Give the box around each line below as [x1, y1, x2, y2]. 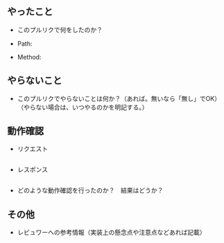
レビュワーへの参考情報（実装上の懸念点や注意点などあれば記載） [17, 228, 206, 237]
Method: [17, 53, 42, 61]
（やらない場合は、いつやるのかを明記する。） [17, 102, 148, 111]
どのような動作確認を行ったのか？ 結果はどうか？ [17, 186, 164, 195]
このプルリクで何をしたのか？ [17, 26, 103, 34]
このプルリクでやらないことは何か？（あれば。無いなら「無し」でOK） [17, 94, 221, 102]
